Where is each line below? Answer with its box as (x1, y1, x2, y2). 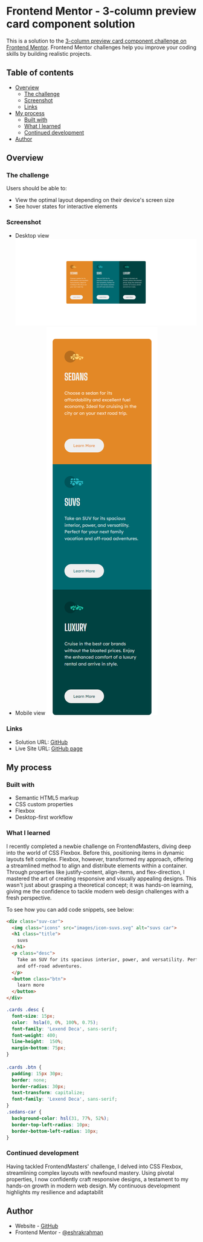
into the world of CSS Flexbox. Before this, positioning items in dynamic (6, 849, 184, 856)
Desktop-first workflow (14, 813, 73, 821)
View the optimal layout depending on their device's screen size (14, 196, 175, 204)
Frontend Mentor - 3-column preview (6, 4, 197, 18)
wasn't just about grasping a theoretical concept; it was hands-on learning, (6, 881, 193, 889)
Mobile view (14, 709, 45, 716)
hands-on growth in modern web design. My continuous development (6, 1182, 180, 1189)
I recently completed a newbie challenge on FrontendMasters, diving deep (6, 843, 192, 850)
